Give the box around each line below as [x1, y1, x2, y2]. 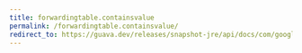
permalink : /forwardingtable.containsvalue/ [9, 22, 179, 31]
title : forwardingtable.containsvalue [9, 13, 155, 22]
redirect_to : [9, 30, 58, 39]
